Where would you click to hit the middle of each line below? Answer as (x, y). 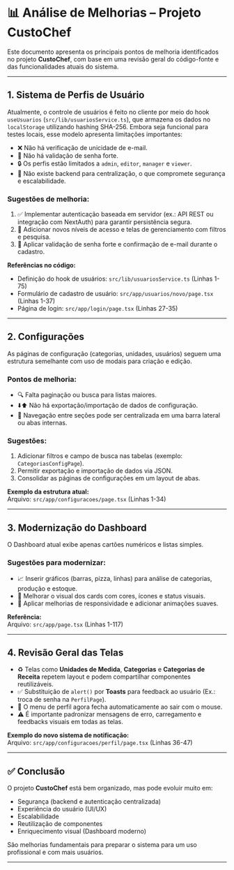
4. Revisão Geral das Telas (65, 652)
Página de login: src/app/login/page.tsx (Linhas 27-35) (97, 309)
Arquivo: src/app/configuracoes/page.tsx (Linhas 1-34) (87, 499)
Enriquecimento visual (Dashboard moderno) (82, 832)
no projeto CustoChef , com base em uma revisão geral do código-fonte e (113, 59)
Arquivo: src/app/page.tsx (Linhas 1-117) (65, 624)
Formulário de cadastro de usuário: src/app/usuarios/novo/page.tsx (115, 294)
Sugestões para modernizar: (56, 563)
